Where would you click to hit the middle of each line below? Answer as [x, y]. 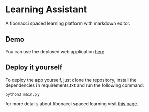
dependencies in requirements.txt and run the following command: [75, 85]
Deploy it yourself [34, 68]
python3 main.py [22, 94]
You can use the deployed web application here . [55, 51]
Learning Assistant [46, 9]
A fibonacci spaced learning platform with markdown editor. [68, 23]
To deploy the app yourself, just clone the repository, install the [71, 80]
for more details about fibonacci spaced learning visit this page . [72, 104]
